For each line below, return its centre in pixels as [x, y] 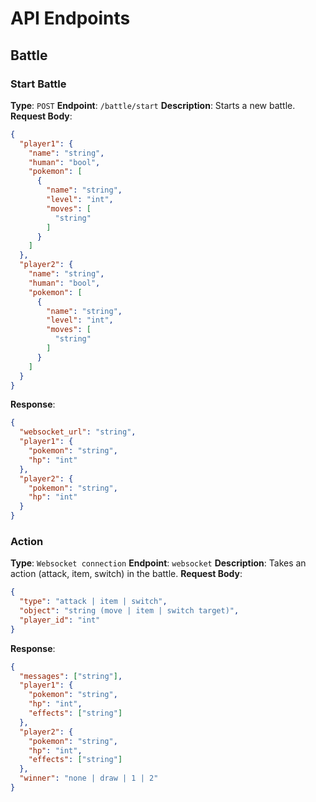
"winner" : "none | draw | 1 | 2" [89, 778]
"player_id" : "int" [60, 620]
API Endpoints [70, 18]
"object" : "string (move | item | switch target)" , [129, 611]
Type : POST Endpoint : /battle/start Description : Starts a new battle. [153, 105]
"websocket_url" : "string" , [78, 432]
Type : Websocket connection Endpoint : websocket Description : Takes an [158, 563]
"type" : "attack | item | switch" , [93, 602]
